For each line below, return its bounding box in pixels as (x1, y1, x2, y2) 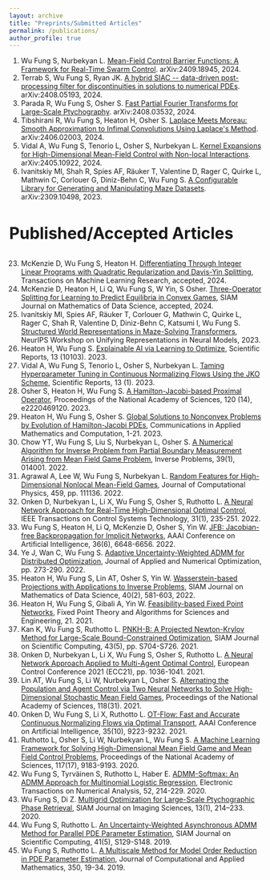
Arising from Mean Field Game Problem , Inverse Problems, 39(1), (20, 454, 236, 464)
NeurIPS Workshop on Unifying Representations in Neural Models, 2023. (20, 336, 261, 345)
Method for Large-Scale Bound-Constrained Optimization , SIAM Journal (20, 633, 260, 643)
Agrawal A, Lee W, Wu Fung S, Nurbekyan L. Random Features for (20, 472, 240, 481)
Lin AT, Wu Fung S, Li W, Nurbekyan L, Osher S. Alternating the (20, 676, 229, 685)
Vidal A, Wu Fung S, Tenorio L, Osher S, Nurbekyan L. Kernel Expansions (20, 141, 262, 151)
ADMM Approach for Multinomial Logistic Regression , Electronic (20, 778, 233, 787)
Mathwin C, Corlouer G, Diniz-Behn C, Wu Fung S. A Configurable (20, 175, 239, 185)
